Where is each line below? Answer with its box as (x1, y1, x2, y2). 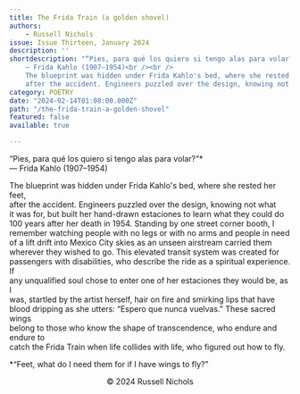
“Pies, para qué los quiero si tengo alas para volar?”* (9, 154, 204, 163)
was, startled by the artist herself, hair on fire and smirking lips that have (9, 294, 275, 305)
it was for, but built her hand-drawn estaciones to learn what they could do (9, 209, 285, 219)
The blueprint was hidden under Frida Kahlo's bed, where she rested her (9, 180, 277, 190)
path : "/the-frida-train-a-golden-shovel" (9, 105, 170, 113)
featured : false (9, 113, 70, 122)
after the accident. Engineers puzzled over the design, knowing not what (9, 199, 277, 210)
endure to (9, 332, 46, 342)
